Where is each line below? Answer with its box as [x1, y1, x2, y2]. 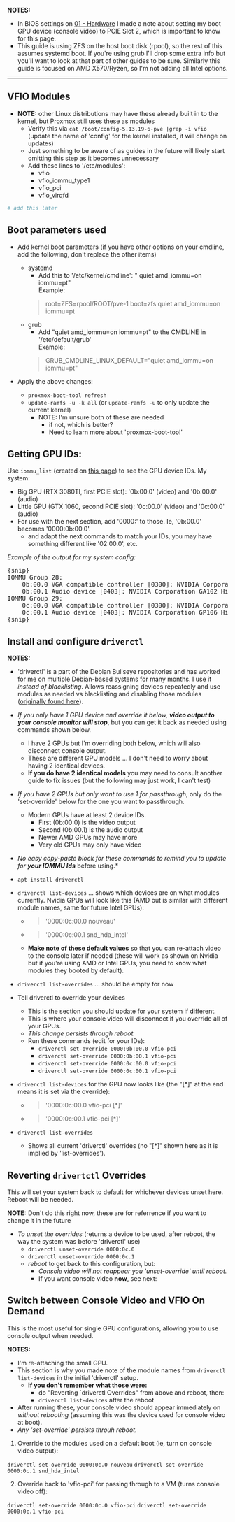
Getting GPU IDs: [7, 447, 82, 460]
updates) [27, 139, 54, 148]
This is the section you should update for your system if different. [27, 1007, 217, 1016]
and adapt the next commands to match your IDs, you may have [27, 532, 212, 540]
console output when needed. [7, 1331, 94, 1340]
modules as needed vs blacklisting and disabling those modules [17, 690, 202, 698]
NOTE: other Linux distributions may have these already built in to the [17, 109, 218, 117]
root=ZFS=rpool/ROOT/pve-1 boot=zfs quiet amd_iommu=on [45, 299, 221, 308]
